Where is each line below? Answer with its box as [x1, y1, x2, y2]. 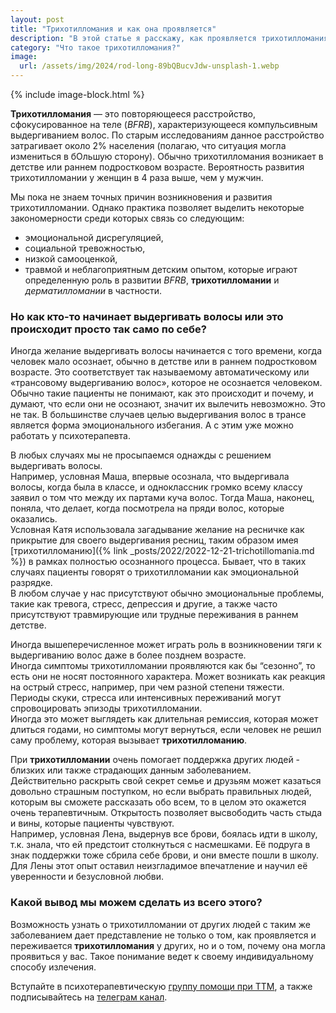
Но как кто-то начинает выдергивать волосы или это [10, 309, 284, 323]
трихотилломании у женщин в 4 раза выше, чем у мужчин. [10, 172, 264, 183]
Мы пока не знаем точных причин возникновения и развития [10, 191, 273, 203]
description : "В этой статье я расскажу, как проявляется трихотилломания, [10, 33, 333, 43]
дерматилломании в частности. [24, 285, 163, 296]
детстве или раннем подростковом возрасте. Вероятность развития [10, 161, 305, 173]
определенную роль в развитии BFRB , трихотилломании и [24, 274, 280, 286]
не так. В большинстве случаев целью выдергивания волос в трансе [10, 409, 307, 421]
